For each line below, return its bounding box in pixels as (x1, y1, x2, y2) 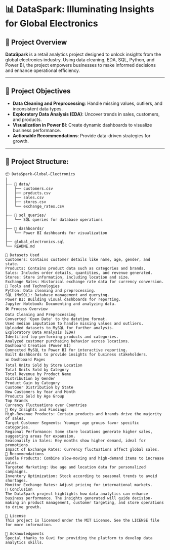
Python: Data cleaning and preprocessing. (5, 288, 96, 293)
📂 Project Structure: (5, 158, 69, 166)
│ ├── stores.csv (5, 199, 47, 205)
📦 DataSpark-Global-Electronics (5, 171, 75, 177)
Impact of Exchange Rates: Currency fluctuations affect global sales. (5, 447, 159, 452)
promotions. (5, 442, 30, 448)
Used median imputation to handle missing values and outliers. (5, 321, 144, 326)
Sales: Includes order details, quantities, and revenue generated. (5, 270, 153, 276)
